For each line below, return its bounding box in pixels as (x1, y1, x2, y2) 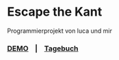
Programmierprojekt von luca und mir (7, 27, 113, 35)
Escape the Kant (7, 4, 103, 20)
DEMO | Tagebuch (7, 44, 79, 53)
